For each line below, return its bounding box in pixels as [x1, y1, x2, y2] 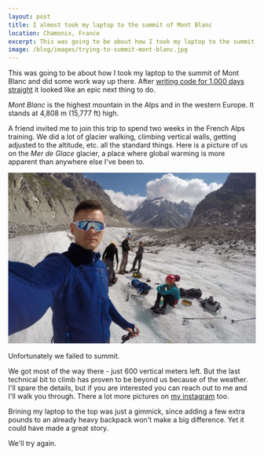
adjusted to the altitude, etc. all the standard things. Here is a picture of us [8, 140, 248, 150]
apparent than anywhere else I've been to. [8, 157, 145, 166]
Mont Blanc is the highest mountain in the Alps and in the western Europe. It [8, 100, 254, 110]
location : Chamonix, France [8, 29, 101, 37]
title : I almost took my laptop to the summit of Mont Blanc [8, 20, 213, 29]
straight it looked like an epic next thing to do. [8, 85, 156, 94]
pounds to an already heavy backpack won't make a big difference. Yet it [8, 414, 245, 424]
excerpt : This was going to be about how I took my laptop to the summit [8, 38, 255, 46]
